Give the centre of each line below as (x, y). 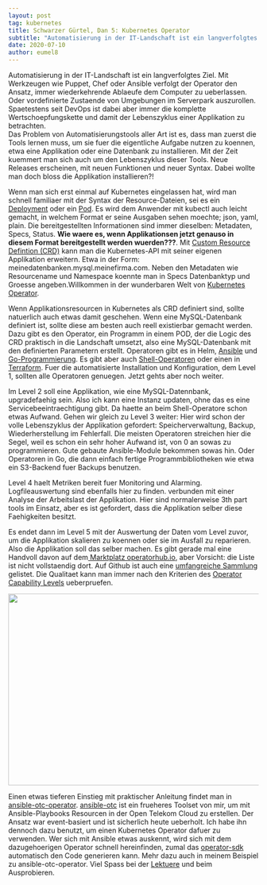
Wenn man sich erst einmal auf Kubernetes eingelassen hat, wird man (122, 192)
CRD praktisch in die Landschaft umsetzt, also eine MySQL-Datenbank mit (130, 342)
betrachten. (27, 126)
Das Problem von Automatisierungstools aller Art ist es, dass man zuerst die (132, 134)
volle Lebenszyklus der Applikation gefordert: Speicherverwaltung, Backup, (132, 425)
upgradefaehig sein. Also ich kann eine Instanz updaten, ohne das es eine (129, 400)
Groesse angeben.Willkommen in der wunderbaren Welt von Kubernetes (127, 284)
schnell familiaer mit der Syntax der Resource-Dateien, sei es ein (114, 200)
